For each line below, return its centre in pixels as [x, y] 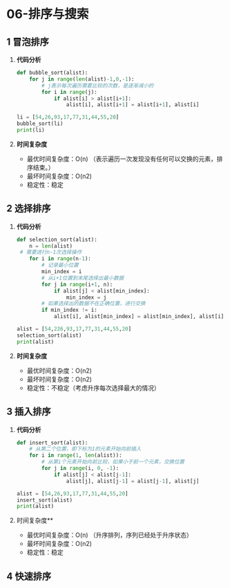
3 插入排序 [29, 412]
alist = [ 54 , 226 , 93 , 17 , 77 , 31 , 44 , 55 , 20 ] [74, 329]
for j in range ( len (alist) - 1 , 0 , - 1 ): [82, 79]
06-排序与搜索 [48, 14]
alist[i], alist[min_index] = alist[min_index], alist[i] [139, 317]
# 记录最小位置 [60, 265]
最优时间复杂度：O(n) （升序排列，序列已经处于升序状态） [109, 535]
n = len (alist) [51, 246]
